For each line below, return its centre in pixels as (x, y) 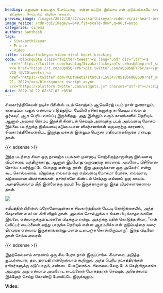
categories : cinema (25, 28)
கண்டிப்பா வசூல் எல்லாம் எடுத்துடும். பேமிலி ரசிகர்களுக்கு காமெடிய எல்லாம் (75, 110)
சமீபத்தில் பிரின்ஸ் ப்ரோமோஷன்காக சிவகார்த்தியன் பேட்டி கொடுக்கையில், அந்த (79, 208)
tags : (10, 37)
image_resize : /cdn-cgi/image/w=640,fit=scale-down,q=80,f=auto (71, 23)
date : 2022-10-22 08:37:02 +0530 (39, 91)
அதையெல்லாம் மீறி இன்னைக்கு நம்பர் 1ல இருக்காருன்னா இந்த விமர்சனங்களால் (78, 184)
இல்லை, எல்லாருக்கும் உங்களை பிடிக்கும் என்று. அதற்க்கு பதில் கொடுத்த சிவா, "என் (81, 219)
